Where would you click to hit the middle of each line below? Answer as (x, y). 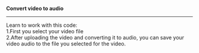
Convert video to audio (35, 8)
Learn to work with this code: (42, 25)
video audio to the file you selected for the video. (66, 44)
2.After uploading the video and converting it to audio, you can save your (95, 38)
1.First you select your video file (45, 31)
